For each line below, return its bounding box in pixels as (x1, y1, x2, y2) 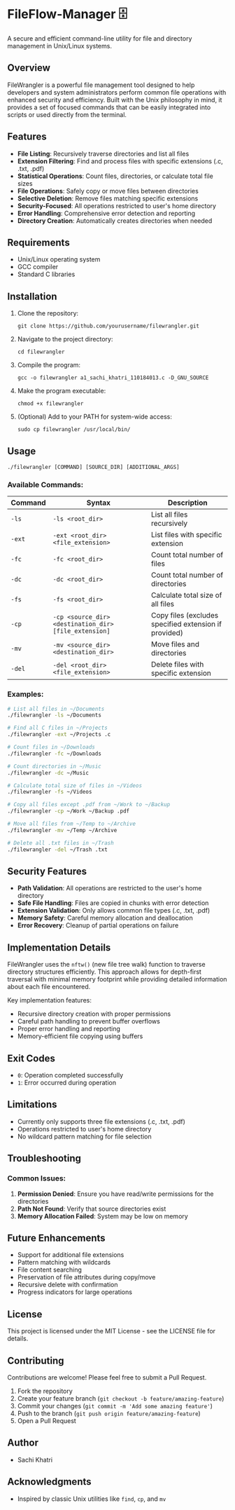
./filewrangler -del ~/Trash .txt (7, 846, 108, 853)
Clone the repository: (17, 309, 79, 318)
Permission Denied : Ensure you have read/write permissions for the (17, 1190, 215, 1198)
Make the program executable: (17, 387, 106, 395)
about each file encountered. (7, 983, 91, 991)
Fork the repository (17, 1387, 73, 1395)
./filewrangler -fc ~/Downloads (7, 750, 101, 757)
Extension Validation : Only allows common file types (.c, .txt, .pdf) (17, 906, 211, 915)
